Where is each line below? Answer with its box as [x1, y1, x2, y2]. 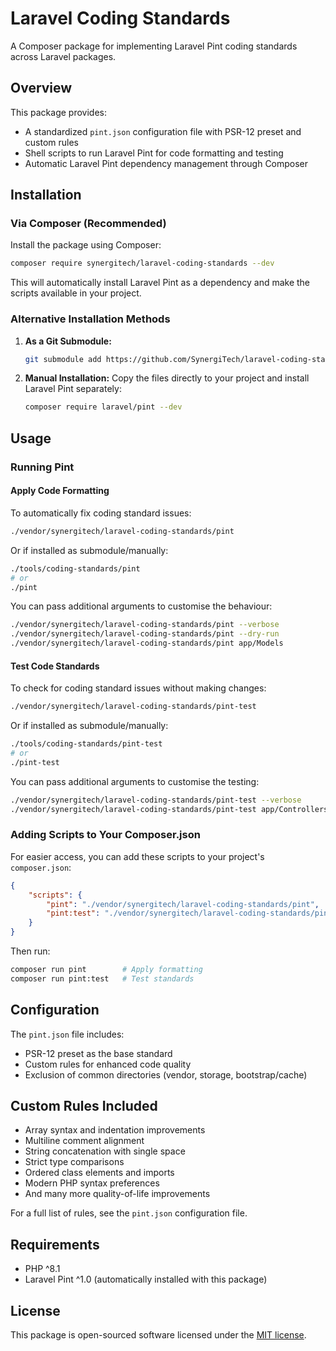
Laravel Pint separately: [24, 383, 122, 395]
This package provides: [10, 106, 107, 118]
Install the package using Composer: [10, 239, 162, 251]
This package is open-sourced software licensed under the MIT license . [10, 1329, 307, 1341]
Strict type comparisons [24, 1156, 125, 1168]
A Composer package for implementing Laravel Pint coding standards [10, 40, 298, 52]
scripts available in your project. [10, 287, 142, 299]
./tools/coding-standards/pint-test [10, 739, 163, 749]
